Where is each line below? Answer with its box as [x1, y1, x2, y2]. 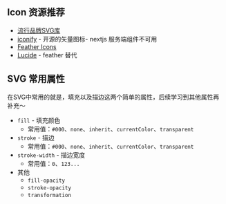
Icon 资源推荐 [7, 6, 66, 19]
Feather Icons [17, 42, 57, 50]
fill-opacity [27, 177, 66, 184]
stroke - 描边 [17, 133, 55, 142]
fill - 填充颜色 [17, 116, 61, 124]
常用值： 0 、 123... [27, 159, 80, 167]
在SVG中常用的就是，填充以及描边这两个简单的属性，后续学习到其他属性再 [7, 93, 220, 101]
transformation [27, 192, 71, 198]
